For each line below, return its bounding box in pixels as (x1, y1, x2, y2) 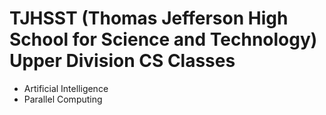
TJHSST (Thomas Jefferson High (9, 7, 289, 30)
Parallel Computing (23, 93, 103, 105)
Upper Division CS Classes (9, 50, 236, 72)
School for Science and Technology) (9, 28, 318, 51)
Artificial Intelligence (23, 82, 109, 94)
